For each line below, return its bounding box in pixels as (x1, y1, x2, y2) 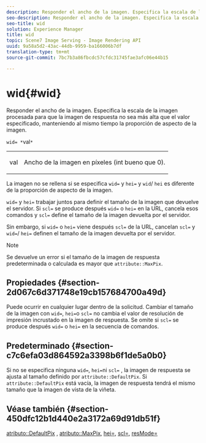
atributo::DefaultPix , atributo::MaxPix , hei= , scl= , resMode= (6, 430, 158, 437)
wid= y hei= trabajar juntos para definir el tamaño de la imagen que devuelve (6, 198, 199, 205)
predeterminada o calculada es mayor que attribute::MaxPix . (6, 260, 163, 267)
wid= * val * (6, 138, 34, 145)
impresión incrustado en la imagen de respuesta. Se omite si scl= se (6, 316, 179, 324)
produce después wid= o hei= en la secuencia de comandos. (6, 323, 159, 330)
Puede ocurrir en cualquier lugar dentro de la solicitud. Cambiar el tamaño (6, 303, 194, 311)
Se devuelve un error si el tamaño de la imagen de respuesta (6, 253, 160, 260)
